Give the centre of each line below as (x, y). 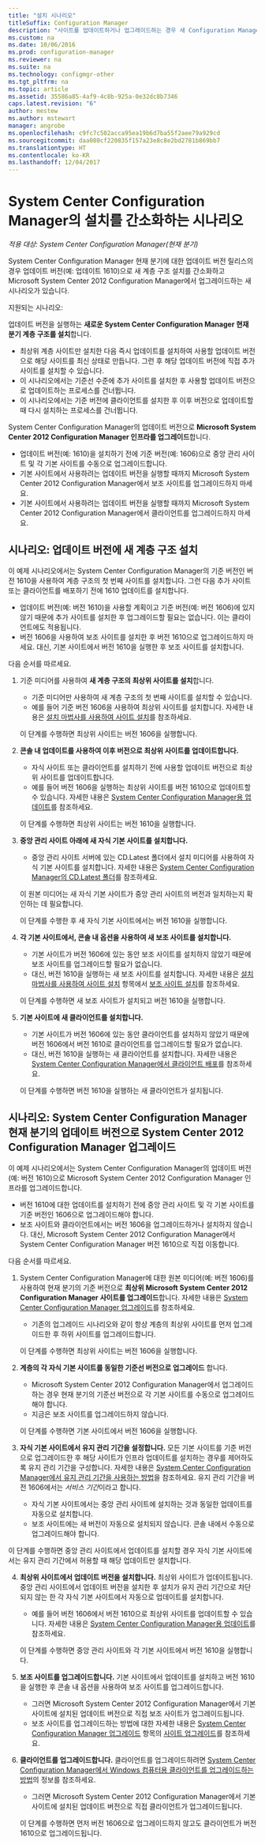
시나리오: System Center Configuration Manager (128, 1118)
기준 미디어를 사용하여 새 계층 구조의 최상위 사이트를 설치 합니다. (117, 680)
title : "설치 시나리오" (42, 15)
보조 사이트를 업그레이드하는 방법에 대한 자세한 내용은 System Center (138, 1723)
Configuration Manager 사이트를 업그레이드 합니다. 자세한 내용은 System (134, 1297)
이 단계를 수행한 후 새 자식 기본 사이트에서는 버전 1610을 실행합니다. (123, 920)
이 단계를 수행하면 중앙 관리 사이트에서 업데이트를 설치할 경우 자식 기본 (116, 1550)
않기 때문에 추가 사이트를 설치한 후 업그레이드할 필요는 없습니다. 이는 (125, 617)
